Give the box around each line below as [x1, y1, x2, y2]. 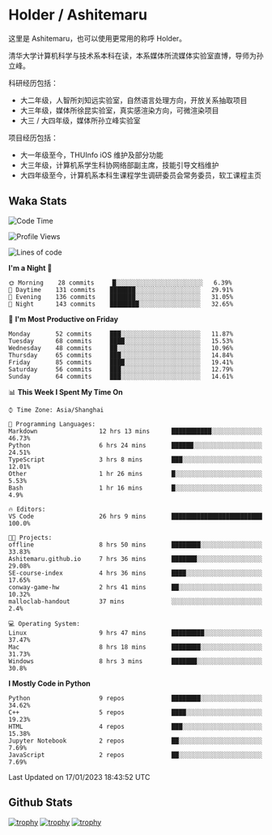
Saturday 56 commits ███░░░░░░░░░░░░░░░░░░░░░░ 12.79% [8, 365, 233, 374]
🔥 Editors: [8, 505, 46, 513]
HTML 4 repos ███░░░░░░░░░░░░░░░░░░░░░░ [8, 722, 263, 730]
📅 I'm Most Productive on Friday [8, 314, 119, 323]
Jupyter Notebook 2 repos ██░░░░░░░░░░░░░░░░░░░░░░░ [8, 736, 263, 745]
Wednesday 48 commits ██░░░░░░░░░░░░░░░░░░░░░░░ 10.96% [8, 344, 233, 352]
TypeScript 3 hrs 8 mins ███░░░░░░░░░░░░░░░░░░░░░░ [8, 456, 263, 464]
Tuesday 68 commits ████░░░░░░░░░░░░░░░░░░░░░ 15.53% [8, 336, 233, 345]
